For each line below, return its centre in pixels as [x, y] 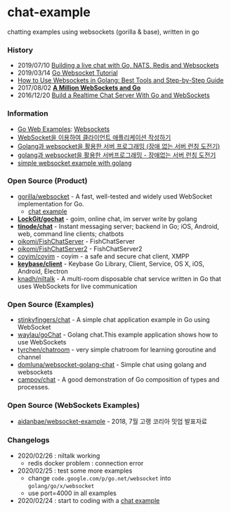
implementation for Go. [51, 204]
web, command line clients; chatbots [71, 234]
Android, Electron [42, 271]
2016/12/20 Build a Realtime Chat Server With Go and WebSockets [114, 95]
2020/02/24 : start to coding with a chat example [88, 500]
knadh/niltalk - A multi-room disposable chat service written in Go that [119, 278]
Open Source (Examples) [51, 304]
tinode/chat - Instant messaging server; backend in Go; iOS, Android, [118, 226]
